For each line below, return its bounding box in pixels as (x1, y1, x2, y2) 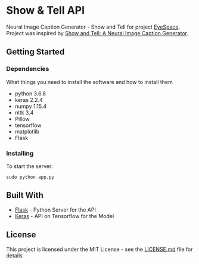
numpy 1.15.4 (14, 103, 46, 110)
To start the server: (6, 162, 54, 170)
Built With (6, 190, 43, 200)
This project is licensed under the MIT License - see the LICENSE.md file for (6, 246, 193, 253)
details (6, 251, 23, 259)
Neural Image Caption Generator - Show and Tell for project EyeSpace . (6, 23, 181, 30)
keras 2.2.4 (14, 96, 43, 103)
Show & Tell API (6, 4, 85, 17)
